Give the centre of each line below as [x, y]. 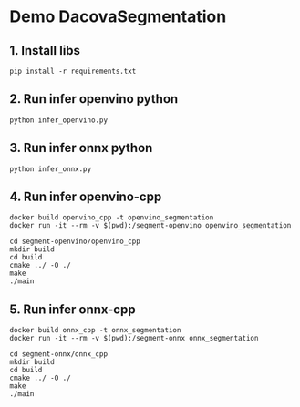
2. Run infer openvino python [94, 99]
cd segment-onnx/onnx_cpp [58, 354]
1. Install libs [45, 51]
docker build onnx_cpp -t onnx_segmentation [95, 331]
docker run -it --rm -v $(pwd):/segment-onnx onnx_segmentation [134, 339]
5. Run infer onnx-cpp [72, 309]
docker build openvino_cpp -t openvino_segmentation [112, 218]
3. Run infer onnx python [81, 148]
